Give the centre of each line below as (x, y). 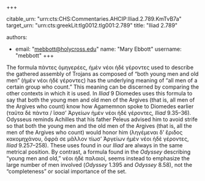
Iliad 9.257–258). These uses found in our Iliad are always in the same (95, 145)
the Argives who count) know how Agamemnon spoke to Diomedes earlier (100, 106)
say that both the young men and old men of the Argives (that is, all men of (101, 100)
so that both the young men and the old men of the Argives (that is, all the (99, 126)
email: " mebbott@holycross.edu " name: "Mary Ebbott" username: (98, 49)
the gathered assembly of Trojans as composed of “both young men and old (102, 74)
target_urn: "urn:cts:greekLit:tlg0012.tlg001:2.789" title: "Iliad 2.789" (92, 25)
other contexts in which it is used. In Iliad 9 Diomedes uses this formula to (99, 93)
